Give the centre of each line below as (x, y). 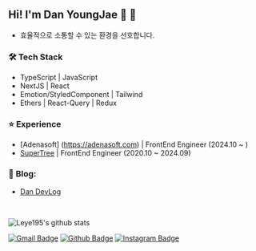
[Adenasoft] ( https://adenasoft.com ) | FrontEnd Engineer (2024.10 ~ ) (134, 144)
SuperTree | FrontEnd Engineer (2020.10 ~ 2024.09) (105, 153)
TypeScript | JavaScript (59, 78)
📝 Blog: (22, 174)
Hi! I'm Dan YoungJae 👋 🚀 (72, 15)
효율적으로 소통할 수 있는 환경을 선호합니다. (87, 35)
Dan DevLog (40, 191)
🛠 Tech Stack (36, 57)
